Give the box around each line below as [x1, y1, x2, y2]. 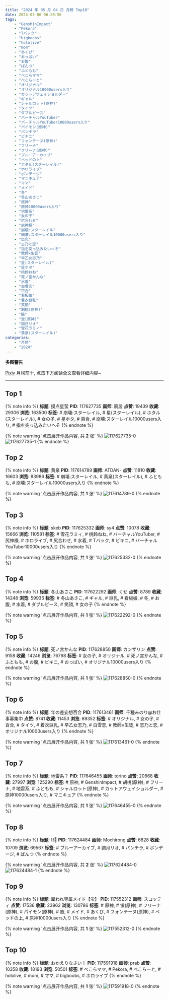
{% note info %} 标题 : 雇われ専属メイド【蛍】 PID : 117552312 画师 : [5, 896, 143, 902]
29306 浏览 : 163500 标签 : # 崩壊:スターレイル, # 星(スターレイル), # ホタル [5, 410, 160, 416]
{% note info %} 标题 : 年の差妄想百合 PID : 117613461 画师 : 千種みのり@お [5, 709, 157, 715]
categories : [5, 336, 30, 341]
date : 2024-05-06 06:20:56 [5, 12, 62, 17]
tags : [5, 17, 17, 22]
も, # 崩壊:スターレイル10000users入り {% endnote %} [5, 480, 119, 486]
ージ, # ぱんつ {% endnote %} [5, 851, 67, 857]
